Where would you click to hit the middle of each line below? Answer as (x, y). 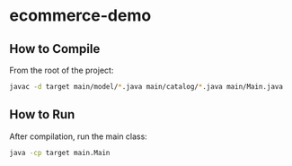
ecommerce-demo (80, 16)
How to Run (42, 114)
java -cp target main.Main (60, 153)
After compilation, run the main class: (79, 136)
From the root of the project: (62, 70)
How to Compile (55, 49)
